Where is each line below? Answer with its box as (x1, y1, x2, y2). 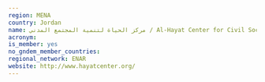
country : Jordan (8, 19, 62, 27)
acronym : (8, 33, 37, 41)
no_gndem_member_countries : (8, 48, 101, 55)
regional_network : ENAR (8, 55, 87, 63)
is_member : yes (8, 41, 58, 48)
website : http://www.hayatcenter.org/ (8, 62, 136, 70)
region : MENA (8, 11, 51, 20)
